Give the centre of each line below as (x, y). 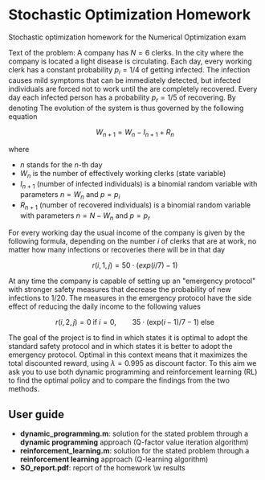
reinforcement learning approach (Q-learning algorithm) (114, 459)
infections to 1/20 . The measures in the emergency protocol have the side (130, 298)
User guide (36, 414)
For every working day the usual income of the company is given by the (127, 233)
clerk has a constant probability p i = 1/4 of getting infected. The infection (129, 70)
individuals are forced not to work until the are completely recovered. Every (133, 88)
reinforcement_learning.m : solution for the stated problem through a (135, 451)
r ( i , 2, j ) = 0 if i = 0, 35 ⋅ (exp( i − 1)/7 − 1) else (135, 322)
